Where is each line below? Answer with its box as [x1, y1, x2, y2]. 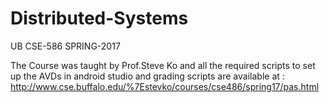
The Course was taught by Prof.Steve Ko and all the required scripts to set [10, 59, 316, 71]
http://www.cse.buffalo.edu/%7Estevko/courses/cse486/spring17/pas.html [10, 80, 320, 92]
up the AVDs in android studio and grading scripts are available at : [10, 70, 285, 82]
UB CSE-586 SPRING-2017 [10, 40, 121, 52]
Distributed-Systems [10, 7, 189, 30]
